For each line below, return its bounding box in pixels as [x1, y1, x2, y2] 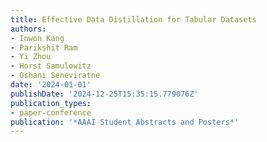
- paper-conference [10, 107, 92, 118]
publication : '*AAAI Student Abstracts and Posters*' [10, 117, 240, 127]
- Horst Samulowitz [10, 61, 92, 71]
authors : [10, 24, 47, 34]
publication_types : [10, 98, 92, 108]
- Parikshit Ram [10, 42, 78, 53]
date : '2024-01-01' [10, 80, 92, 90]
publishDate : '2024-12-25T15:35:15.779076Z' [10, 89, 199, 99]
